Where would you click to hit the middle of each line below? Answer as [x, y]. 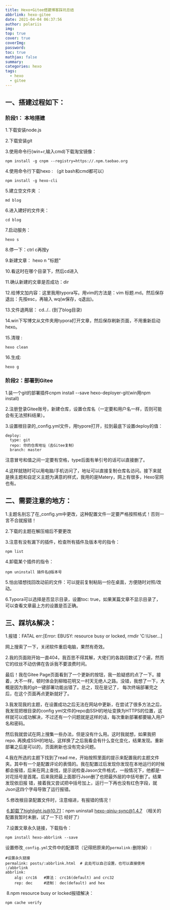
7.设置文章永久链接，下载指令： [39, 828]
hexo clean [17, 348]
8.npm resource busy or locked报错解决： [50, 893]
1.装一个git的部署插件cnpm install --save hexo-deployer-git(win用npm [78, 393]
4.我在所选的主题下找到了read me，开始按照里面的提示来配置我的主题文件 [82, 757]
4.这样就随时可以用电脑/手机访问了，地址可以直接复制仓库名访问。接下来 [81, 470]
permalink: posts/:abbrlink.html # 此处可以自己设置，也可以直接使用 [75, 864]
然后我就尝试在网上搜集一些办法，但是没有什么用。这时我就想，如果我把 [80, 734]
